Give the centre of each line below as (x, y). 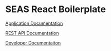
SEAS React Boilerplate (56, 9)
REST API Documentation (32, 33)
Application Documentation (34, 23)
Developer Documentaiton (33, 43)
